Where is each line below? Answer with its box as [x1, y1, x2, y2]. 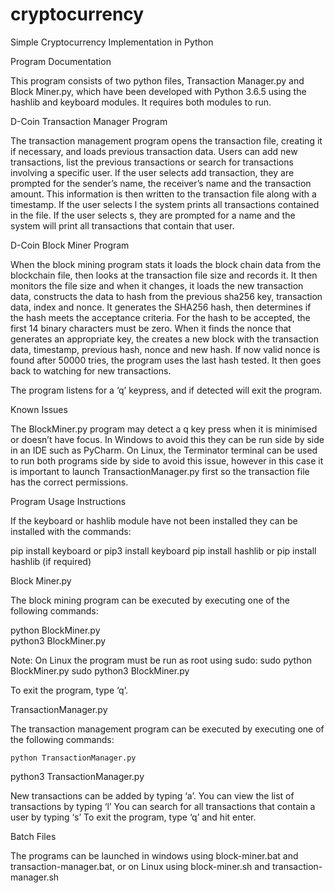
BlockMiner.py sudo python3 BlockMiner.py [10, 664, 190, 677]
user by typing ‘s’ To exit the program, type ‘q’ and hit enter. [10, 811, 257, 823]
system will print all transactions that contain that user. [10, 219, 235, 232]
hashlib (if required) [10, 555, 92, 567]
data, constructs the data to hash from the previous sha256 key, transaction [10, 290, 323, 302]
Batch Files [10, 830, 57, 842]
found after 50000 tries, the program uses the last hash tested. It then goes [10, 354, 322, 366]
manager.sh [10, 871, 60, 883]
